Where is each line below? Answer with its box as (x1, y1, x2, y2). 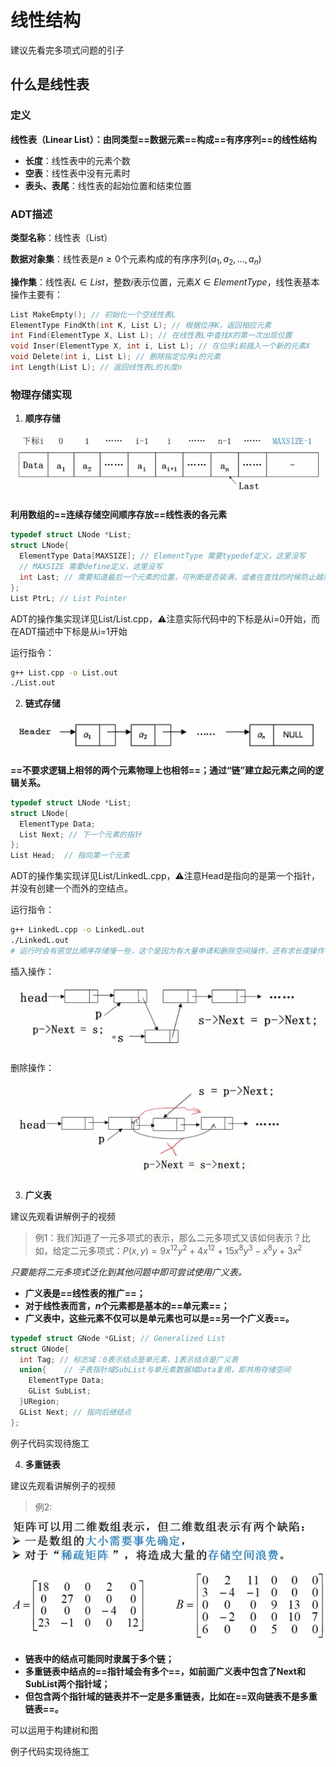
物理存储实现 (10, 387, 73, 401)
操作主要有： (10, 288, 63, 300)
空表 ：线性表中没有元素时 (24, 167, 131, 179)
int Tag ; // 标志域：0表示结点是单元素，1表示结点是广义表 (19, 1354, 239, 1365)
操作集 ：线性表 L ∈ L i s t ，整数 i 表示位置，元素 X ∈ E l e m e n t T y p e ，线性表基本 (10, 276, 320, 288)
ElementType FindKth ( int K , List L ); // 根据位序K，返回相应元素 (10, 320, 272, 330)
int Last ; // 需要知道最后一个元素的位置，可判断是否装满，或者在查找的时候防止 (19, 572, 316, 582)
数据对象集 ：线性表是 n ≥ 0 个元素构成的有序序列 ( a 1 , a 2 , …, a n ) (10, 252, 262, 267)
